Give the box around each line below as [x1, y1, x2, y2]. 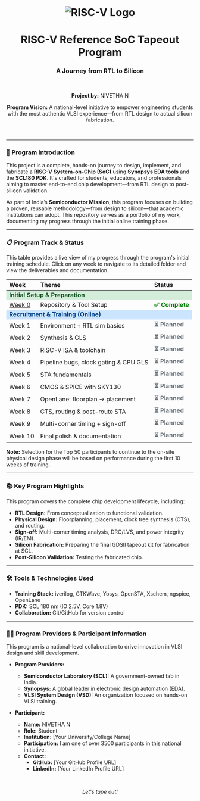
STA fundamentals [40, 370, 92, 379]
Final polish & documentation [40, 432, 121, 440]
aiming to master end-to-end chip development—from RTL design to [6, 180, 174, 188]
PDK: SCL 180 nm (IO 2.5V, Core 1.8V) [14, 603, 108, 610]
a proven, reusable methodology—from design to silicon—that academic [6, 205, 184, 212]
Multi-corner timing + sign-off [40, 419, 126, 428]
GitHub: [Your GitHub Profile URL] [32, 759, 117, 766]
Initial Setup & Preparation [9, 291, 85, 300]
